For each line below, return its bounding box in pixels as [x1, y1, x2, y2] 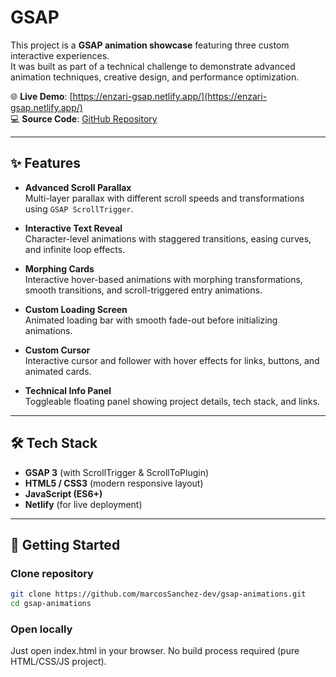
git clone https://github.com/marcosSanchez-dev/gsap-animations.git [10, 589, 307, 600]
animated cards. [24, 365, 92, 377]
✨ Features [10, 155, 81, 172]
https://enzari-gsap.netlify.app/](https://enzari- [72, 90, 268, 102]
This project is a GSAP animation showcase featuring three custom [10, 39, 290, 51]
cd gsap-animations [10, 599, 92, 609]
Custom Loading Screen [24, 303, 128, 315]
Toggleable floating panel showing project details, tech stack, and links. [24, 395, 321, 407]
